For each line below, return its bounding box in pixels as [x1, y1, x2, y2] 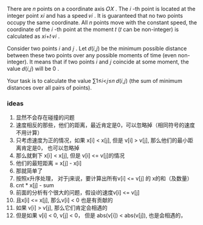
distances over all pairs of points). [7, 84, 92, 91]
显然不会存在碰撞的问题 [15, 114, 75, 121]
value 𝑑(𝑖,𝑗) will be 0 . [7, 65, 60, 72]
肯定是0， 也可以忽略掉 [21, 145, 80, 152]
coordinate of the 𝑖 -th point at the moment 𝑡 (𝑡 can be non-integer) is [7, 26, 179, 33]
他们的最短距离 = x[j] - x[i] [15, 160, 82, 167]
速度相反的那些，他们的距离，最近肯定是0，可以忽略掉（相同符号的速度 [15, 121, 195, 129]
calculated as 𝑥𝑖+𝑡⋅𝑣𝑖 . [7, 33, 60, 40]
